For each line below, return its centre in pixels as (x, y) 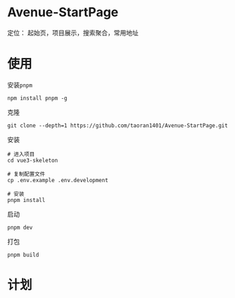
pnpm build (23, 255)
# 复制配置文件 (26, 174)
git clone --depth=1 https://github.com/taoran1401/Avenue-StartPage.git (118, 125)
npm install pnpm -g (38, 98)
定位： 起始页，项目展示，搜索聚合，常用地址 (73, 32)
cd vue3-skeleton (33, 160)
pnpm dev (20, 227)
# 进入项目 (21, 154)
